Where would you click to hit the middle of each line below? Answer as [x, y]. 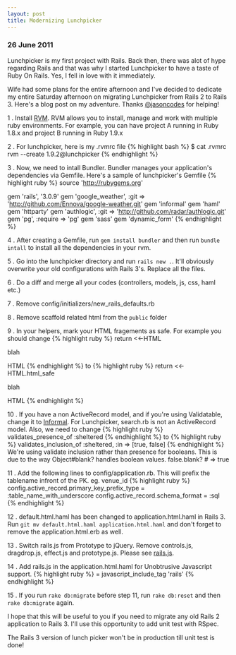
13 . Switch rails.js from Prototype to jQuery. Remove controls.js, [100, 545]
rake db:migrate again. [41, 602]
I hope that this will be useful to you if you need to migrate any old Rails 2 [113, 616]
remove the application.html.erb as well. [65, 531]
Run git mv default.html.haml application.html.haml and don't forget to [114, 524]
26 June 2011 [30, 45]
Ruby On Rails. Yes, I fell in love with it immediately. [82, 76]
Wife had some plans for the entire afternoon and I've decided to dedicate [114, 89]
